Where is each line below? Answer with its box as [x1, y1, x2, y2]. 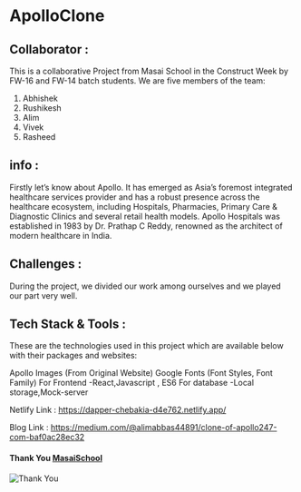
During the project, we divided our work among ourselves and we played [9, 280, 281, 291]
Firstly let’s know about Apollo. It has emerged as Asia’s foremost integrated [9, 182, 293, 192]
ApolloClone [9, 5, 105, 26]
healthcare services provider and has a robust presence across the [9, 192, 260, 202]
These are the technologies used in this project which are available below [9, 340, 284, 351]
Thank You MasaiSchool [9, 453, 102, 464]
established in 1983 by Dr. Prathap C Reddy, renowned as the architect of [9, 220, 283, 231]
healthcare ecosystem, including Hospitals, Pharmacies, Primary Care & [9, 201, 278, 212]
